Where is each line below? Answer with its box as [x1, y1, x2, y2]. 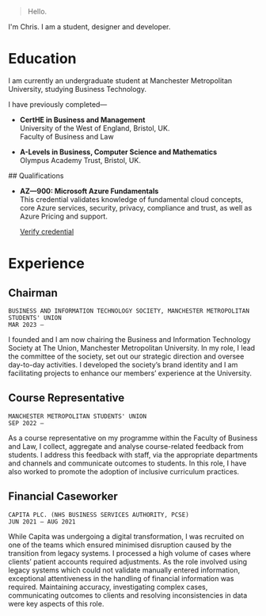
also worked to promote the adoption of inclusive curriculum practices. [8, 466, 240, 476]
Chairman [8, 286, 58, 299]
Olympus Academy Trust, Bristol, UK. [19, 155, 141, 165]
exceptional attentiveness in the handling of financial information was [8, 573, 234, 583]
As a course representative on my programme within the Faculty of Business [8, 433, 258, 443]
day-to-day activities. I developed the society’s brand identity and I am [8, 359, 238, 369]
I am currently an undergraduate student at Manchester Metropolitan [8, 75, 233, 86]
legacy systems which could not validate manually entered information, [8, 565, 240, 575]
